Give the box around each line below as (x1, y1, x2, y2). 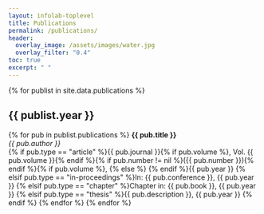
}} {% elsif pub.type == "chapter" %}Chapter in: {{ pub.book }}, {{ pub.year (8, 180, 257, 190)
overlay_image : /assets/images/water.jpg (15, 42, 156, 50)
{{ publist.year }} (8, 109, 95, 122)
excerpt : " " (8, 64, 52, 72)
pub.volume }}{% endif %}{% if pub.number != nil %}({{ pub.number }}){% (8, 155, 254, 164)
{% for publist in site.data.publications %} (8, 85, 146, 95)
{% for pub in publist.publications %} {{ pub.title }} (8, 129, 177, 140)
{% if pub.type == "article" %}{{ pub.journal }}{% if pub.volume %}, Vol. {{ (8, 147, 254, 157)
